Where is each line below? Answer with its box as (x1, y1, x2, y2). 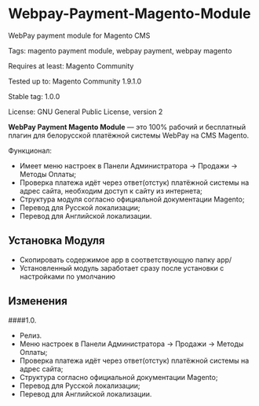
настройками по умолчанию (19, 271, 116, 281)
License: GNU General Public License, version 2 (8, 107, 163, 116)
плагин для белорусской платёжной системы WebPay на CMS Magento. (8, 131, 250, 140)
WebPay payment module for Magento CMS (8, 31, 151, 40)
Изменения (8, 294, 68, 308)
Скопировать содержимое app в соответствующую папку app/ (19, 255, 232, 264)
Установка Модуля (8, 234, 105, 248)
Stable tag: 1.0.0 (8, 91, 60, 101)
